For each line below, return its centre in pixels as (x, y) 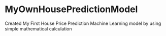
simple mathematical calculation (38, 28)
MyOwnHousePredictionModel (71, 9)
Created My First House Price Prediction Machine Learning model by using (83, 23)
